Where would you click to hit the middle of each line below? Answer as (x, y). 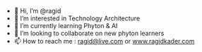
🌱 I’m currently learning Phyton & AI (66, 26)
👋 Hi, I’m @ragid (37, 11)
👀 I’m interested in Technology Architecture (77, 18)
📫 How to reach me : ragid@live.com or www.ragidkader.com (104, 41)
